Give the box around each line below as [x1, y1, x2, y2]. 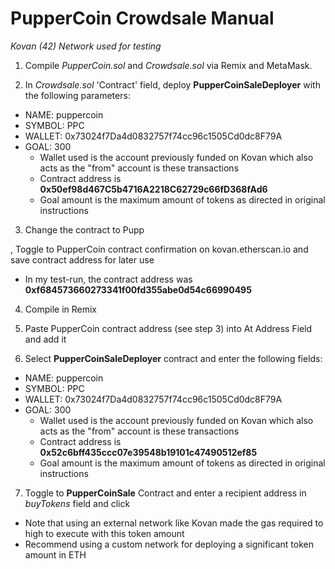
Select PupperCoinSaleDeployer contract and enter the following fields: [24, 352, 323, 364]
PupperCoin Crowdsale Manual [10, 7, 275, 30]
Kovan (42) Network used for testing [10, 40, 162, 52]
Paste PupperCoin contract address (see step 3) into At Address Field [24, 322, 313, 334]
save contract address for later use [10, 253, 155, 266]
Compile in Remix [24, 303, 97, 315]
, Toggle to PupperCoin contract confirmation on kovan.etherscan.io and [10, 243, 309, 255]
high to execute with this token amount [24, 527, 185, 539]
